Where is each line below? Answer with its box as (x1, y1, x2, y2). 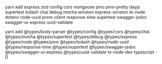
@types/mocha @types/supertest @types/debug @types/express (5, 34, 137, 39)
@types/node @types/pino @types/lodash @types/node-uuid (5, 39, 129, 45)
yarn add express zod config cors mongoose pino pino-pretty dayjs (5, 4, 140, 10)
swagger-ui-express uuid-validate (5, 19, 73, 25)
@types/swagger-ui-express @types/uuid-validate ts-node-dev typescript (5, 49, 154, 55)
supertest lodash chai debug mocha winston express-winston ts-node (5, 9, 146, 15)
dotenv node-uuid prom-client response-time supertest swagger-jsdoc (5, 14, 147, 20)
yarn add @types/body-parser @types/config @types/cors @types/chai (5, 29, 150, 34)
